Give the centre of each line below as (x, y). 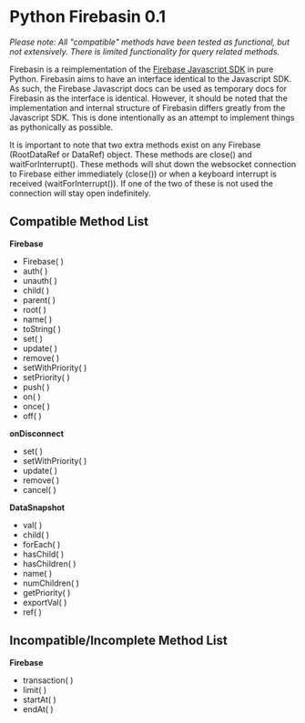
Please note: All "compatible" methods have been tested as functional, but (149, 42)
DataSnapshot (37, 507)
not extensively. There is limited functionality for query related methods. (145, 51)
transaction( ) (48, 680)
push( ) (36, 387)
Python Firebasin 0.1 (88, 17)
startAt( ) (39, 699)
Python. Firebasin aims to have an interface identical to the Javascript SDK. (151, 78)
